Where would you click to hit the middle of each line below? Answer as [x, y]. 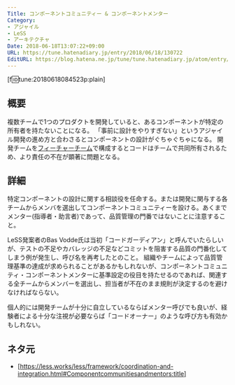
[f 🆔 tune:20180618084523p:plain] [56, 79]
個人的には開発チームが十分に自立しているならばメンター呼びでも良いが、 [114, 307]
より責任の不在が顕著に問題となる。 [71, 156]
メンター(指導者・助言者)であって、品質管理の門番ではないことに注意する [113, 216]
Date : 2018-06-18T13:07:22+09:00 [56, 46]
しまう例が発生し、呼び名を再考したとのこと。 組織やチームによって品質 [112, 258]
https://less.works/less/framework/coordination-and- [97, 366]
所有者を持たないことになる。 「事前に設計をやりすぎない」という [103, 130]
